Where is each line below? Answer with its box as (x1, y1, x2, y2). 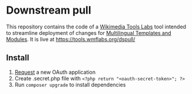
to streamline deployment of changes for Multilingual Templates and (6, 29, 172, 36)
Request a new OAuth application (14, 69, 96, 76)
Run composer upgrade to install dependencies (14, 81, 126, 88)
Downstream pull (6, 4, 91, 17)
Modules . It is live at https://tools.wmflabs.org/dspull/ (6, 35, 135, 43)
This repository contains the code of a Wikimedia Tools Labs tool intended (6, 23, 187, 30)
